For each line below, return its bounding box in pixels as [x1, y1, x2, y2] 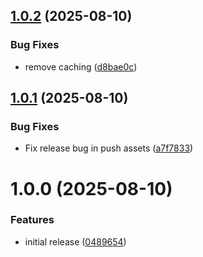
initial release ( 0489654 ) [24, 235, 127, 248]
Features [10, 213, 55, 227]
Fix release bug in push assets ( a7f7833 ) [24, 142, 194, 154]
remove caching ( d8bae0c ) [24, 60, 138, 73]
